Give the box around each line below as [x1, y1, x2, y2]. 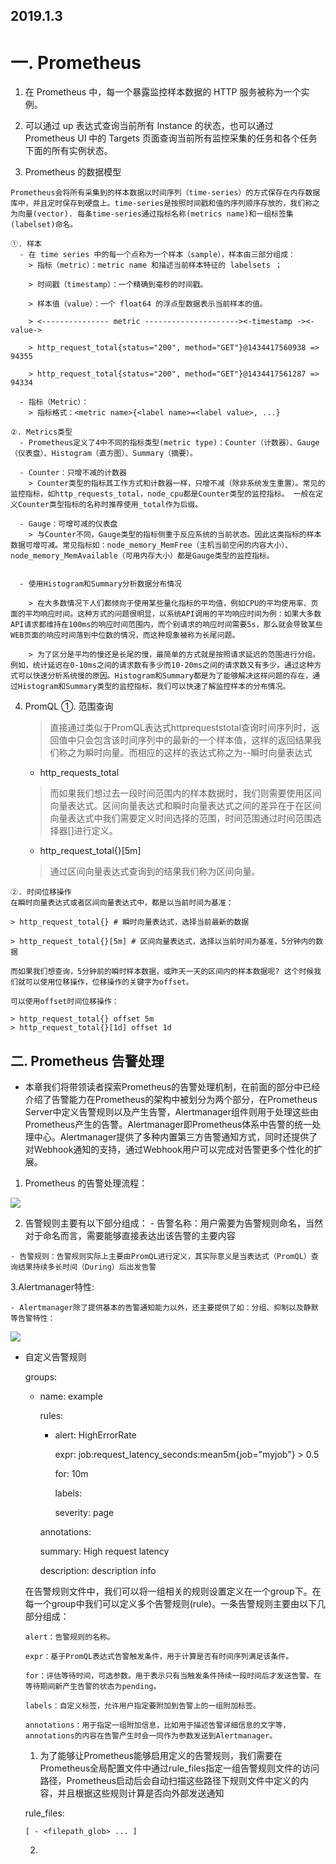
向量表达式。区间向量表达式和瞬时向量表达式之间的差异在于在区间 [49, 800, 322, 812]
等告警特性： [10, 1314, 56, 1324]
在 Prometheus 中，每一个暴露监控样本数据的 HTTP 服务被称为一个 [24, 86, 302, 98]
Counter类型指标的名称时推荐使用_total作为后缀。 [17, 500, 203, 510]
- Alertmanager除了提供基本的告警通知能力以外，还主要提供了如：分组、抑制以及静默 [10, 1303, 319, 1313]
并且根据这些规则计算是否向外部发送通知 [57, 1787, 225, 1799]
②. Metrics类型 [10, 427, 73, 438]
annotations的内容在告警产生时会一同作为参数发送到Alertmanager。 [24, 1731, 278, 1741]
